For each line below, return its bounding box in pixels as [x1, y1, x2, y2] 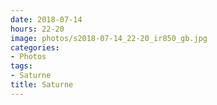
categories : [10, 42, 60, 53]
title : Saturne [10, 80, 74, 90]
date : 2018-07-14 [10, 14, 83, 25]
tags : [10, 61, 33, 71]
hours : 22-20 [10, 24, 65, 34]
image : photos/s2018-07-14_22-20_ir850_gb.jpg [10, 33, 208, 43]
